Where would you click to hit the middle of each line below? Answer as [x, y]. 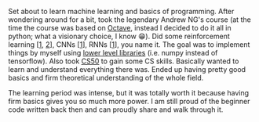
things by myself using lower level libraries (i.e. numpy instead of [113, 53]
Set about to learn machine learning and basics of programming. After [121, 11]
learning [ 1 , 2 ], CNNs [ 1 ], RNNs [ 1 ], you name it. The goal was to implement [129, 45]
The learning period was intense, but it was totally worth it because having [129, 93]
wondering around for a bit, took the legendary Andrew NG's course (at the [129, 20]
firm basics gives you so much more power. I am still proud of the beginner [129, 101]
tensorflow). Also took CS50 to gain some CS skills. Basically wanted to [124, 61]
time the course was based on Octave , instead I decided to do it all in [120, 28]
